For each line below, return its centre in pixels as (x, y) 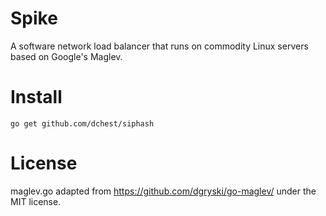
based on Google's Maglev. (66, 56)
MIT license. (36, 201)
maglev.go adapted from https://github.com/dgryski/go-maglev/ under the (163, 191)
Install (36, 97)
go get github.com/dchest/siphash (82, 123)
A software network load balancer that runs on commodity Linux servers (159, 46)
